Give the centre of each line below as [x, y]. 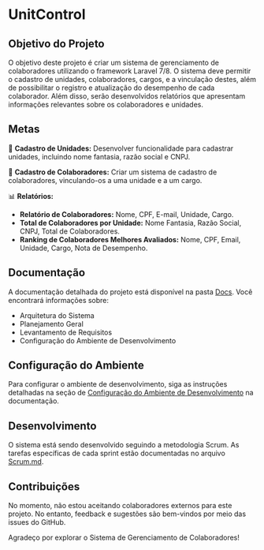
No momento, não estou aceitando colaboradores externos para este [120, 506]
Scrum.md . [26, 462]
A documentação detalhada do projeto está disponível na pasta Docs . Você [130, 292]
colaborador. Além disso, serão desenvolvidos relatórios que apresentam [127, 96]
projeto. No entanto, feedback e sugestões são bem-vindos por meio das [127, 514]
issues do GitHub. [37, 522]
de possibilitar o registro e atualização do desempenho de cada [112, 88]
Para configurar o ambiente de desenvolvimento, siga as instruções [118, 384]
